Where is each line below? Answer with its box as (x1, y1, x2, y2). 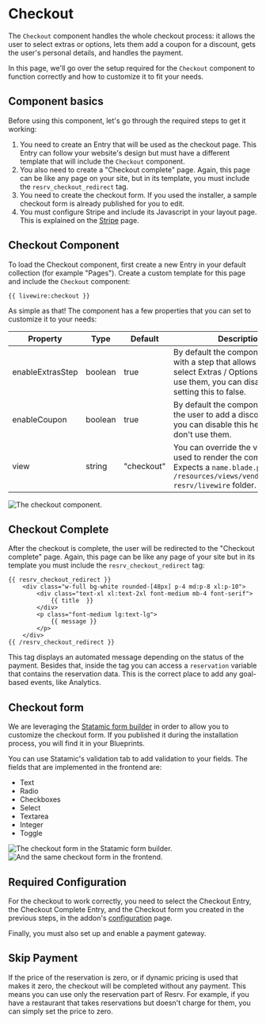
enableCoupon (12, 414, 67, 425)
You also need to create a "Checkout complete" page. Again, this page (19, 164, 251, 175)
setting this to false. (173, 386, 247, 397)
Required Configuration (8, 875, 127, 889)
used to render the (173, 452, 243, 463)
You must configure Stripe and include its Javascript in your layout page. (19, 207, 257, 217)
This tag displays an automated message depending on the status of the (8, 653, 244, 662)
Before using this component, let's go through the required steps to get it (8, 116, 246, 125)
